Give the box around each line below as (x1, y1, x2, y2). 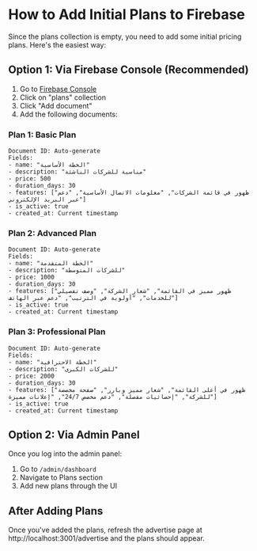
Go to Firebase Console (19, 84, 97, 93)
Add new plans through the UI (19, 481, 118, 491)
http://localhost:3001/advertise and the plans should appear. (8, 534, 206, 543)
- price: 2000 (8, 372, 55, 380)
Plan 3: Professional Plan (8, 326, 106, 337)
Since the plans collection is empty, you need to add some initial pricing (8, 32, 242, 41)
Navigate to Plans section (19, 473, 104, 482)
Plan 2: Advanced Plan (8, 227, 97, 238)
